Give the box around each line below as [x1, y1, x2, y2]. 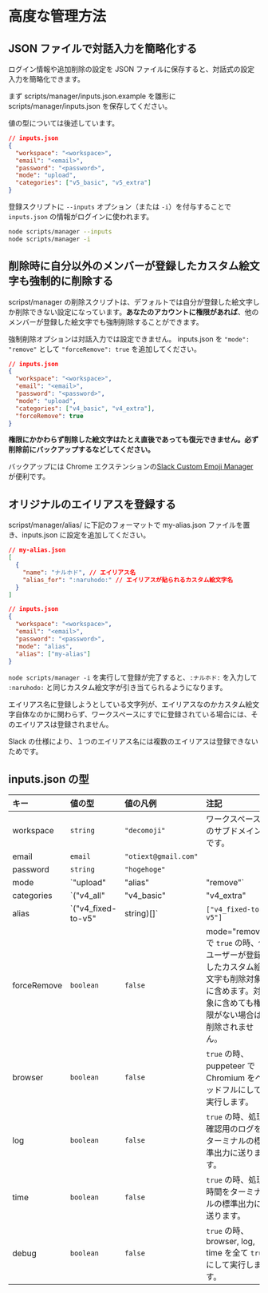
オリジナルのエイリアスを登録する [8, 497, 176, 511]
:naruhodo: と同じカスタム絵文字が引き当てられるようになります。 [8, 683, 227, 692]
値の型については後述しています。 [8, 118, 120, 128]
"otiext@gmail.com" [124, 852, 199, 861]
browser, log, [206, 1236, 255, 1247]
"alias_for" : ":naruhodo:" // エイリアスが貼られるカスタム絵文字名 [22, 576, 234, 584]
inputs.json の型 [8, 772, 89, 786]
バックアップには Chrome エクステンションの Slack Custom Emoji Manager [8, 461, 254, 472]
